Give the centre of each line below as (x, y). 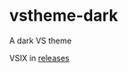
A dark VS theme (41, 40)
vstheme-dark (64, 16)
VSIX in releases (39, 58)
